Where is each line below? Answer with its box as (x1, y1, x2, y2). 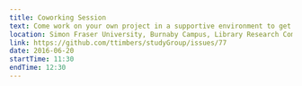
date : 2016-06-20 (9, 47, 75, 56)
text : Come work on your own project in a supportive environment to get (9, 21, 292, 30)
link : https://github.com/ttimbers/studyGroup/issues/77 (9, 38, 227, 47)
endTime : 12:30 (9, 64, 67, 73)
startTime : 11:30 (9, 55, 75, 64)
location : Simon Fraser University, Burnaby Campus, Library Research (9, 30, 280, 39)
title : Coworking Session (9, 13, 106, 22)
